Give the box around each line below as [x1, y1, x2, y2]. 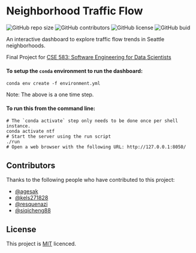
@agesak [14, 188, 38, 195]
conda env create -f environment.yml [6, 81, 101, 87]
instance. [6, 123, 31, 129]
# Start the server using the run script [6, 133, 111, 140]
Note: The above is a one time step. [6, 91, 94, 98]
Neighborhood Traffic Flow [6, 4, 143, 18]
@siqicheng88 [14, 207, 51, 214]
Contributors [6, 160, 56, 170]
